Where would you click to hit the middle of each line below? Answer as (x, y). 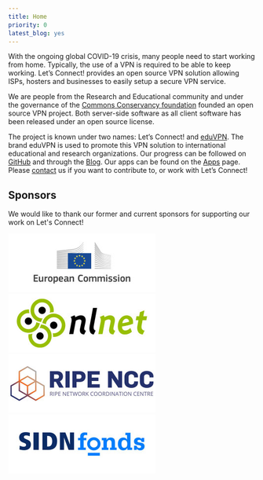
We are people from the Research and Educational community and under (126, 97)
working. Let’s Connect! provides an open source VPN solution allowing (124, 73)
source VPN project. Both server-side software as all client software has (125, 113)
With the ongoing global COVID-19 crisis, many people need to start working (131, 57)
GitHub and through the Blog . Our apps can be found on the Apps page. (124, 162)
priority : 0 (27, 25)
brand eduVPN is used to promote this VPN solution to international (117, 145)
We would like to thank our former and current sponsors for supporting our (129, 214)
